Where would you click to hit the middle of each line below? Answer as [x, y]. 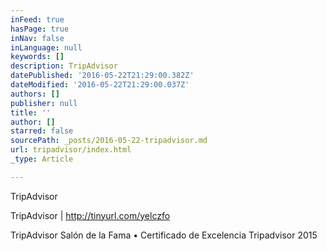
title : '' [31, 112]
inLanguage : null [46, 47]
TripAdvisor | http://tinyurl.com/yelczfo [90, 215]
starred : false [42, 131]
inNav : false [37, 38]
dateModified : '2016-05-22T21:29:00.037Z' [100, 85]
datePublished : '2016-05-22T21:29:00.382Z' [102, 76]
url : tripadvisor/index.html [71, 150]
